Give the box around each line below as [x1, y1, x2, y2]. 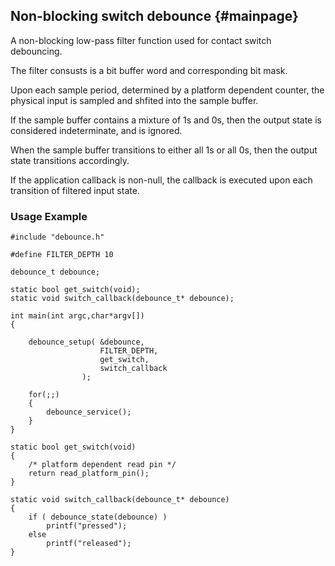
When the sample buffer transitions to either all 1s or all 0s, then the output [10, 144, 318, 156]
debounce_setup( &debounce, [28, 337, 145, 348]
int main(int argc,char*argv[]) [10, 311, 145, 321]
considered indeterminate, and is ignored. [10, 124, 183, 136]
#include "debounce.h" [10, 232, 105, 243]
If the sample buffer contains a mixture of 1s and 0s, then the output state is [10, 114, 322, 126]
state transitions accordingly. [10, 154, 130, 166]
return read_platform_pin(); [28, 469, 150, 479]
